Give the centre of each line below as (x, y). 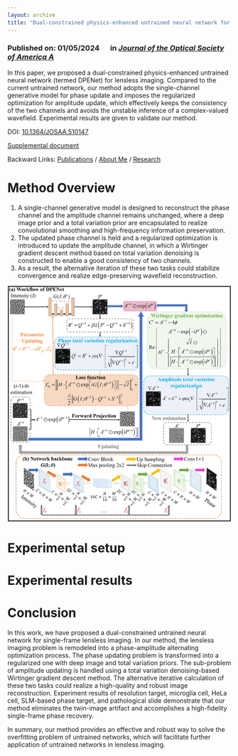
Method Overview (61, 188)
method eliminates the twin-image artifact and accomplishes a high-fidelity (117, 708)
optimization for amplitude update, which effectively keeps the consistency (117, 102)
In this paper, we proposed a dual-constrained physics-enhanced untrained (118, 72)
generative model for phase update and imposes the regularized (101, 95)
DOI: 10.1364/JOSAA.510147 (48, 131)
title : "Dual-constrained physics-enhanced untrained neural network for (119, 22)
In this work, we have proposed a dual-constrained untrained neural (107, 633)
